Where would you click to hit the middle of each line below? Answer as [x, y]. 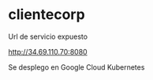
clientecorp [47, 15]
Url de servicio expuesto [48, 36]
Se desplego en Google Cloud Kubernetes [76, 67]
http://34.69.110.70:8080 [48, 51]
